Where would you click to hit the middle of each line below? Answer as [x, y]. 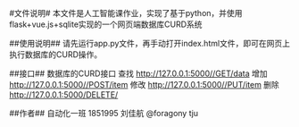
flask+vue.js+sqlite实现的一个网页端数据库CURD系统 [106, 24]
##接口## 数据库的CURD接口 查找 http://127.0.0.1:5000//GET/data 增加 [138, 73]
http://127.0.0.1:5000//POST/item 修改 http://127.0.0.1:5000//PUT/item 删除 [144, 85]
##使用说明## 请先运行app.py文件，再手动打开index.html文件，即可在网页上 [149, 43]
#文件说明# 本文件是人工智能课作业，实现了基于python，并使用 [126, 13]
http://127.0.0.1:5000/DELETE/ [64, 95]
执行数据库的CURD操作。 [56, 55]
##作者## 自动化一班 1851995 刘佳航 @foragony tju [104, 113]
